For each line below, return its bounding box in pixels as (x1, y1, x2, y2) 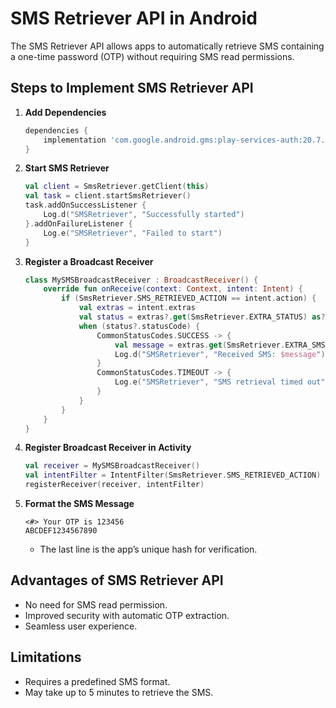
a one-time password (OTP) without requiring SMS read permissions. (10, 50, 295, 62)
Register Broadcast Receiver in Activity (24, 442, 192, 454)
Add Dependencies (24, 106, 107, 118)
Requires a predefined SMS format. (24, 675, 171, 687)
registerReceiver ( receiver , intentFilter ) (24, 480, 205, 490)
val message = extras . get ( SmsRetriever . (114, 340, 286, 350)
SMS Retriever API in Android (10, 7, 258, 30)
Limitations (10, 649, 82, 666)
